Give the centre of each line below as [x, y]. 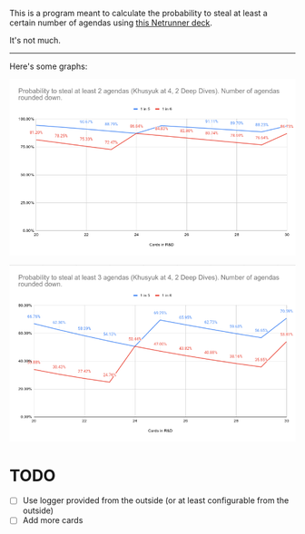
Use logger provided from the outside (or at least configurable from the [156, 500]
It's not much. [35, 40]
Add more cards [53, 520]
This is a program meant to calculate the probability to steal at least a [138, 13]
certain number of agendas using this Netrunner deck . [111, 23]
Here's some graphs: [49, 66]
